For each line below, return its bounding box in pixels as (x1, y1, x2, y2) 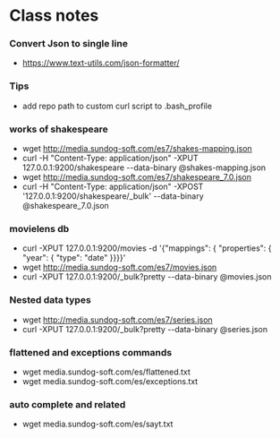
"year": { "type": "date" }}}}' (21, 253, 126, 263)
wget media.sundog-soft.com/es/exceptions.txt (21, 375, 199, 386)
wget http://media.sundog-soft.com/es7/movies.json (21, 262, 217, 273)
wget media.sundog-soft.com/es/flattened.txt (21, 366, 191, 377)
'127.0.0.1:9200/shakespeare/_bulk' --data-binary (21, 191, 204, 202)
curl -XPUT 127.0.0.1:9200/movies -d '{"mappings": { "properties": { (21, 243, 272, 253)
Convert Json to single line (9, 38, 128, 50)
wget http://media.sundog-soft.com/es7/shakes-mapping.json (21, 143, 252, 154)
